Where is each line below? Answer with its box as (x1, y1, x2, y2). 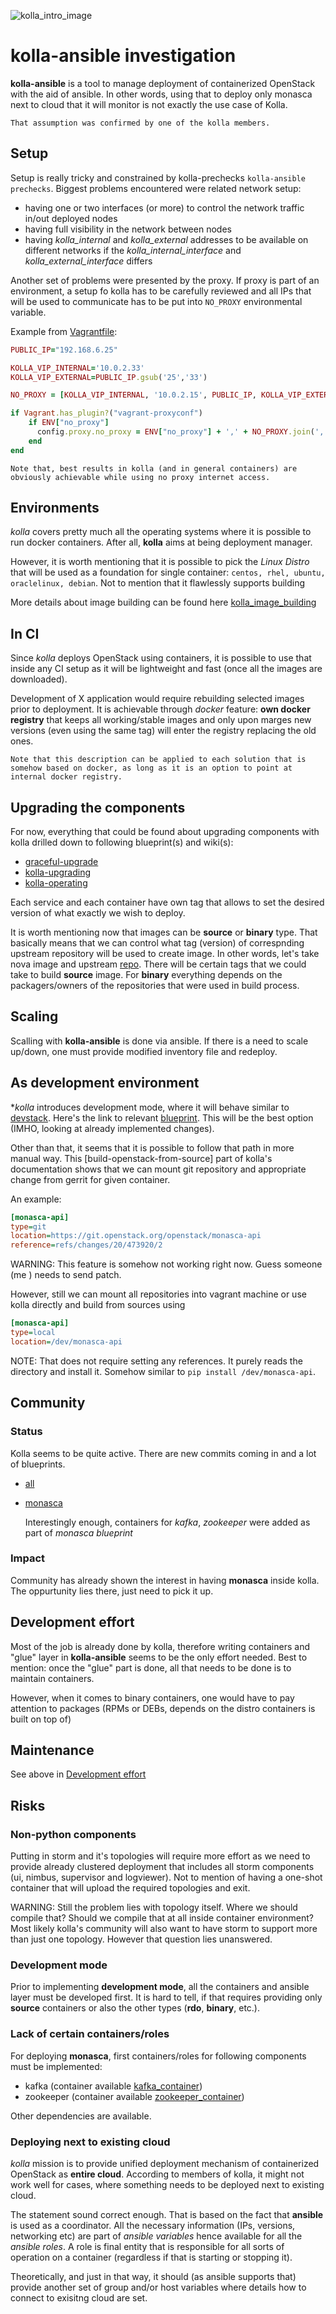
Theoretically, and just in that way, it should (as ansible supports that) (10, 2271, 297, 2282)
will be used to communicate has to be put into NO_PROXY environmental (10, 295, 303, 307)
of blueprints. (10, 1458, 66, 1470)
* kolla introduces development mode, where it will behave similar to (10, 1101, 290, 1113)
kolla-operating (24, 877, 88, 889)
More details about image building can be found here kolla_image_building (10, 596, 317, 609)
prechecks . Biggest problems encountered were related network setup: (10, 182, 302, 194)
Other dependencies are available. (10, 2110, 152, 2122)
